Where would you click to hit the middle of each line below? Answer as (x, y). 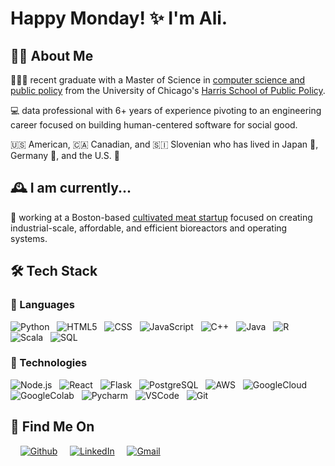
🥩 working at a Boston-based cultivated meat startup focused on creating (161, 217)
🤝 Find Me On (52, 427)
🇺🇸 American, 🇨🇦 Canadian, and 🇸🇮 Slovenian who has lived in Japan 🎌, (164, 144)
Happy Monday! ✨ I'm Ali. (119, 18)
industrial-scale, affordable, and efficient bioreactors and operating (149, 228)
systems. (29, 238)
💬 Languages (42, 305)
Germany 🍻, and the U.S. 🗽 (65, 155)
